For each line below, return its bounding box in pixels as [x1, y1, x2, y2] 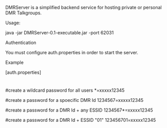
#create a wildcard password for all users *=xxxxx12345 [5, 87, 125, 94]
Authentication [5, 39, 36, 46]
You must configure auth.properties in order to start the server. [5, 50, 139, 55]
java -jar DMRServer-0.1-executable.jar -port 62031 [5, 30, 114, 35]
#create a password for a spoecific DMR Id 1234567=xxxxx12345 [5, 97, 144, 103]
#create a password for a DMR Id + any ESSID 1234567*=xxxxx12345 [5, 107, 153, 113]
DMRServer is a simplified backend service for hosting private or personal [5, 5, 162, 10]
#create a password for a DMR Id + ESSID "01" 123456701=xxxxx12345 [5, 117, 156, 123]
